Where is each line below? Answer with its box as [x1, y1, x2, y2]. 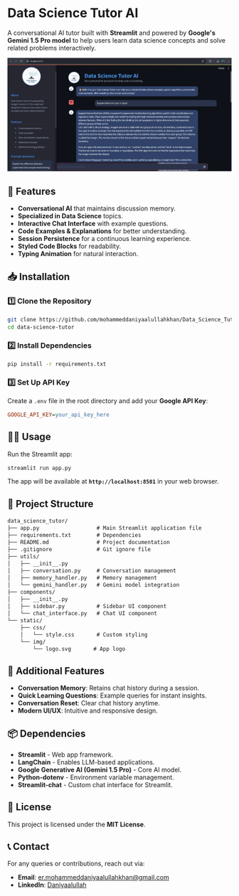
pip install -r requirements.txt [7, 361, 107, 368]
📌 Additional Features [7, 665, 105, 677]
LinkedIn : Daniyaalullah [17, 880, 87, 890]
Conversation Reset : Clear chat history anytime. [17, 699, 160, 708]
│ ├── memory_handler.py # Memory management [7, 575, 158, 582]
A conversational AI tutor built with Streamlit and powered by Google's [7, 28, 216, 37]
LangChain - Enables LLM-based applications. [17, 757, 155, 766]
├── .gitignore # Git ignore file [7, 546, 152, 553]
